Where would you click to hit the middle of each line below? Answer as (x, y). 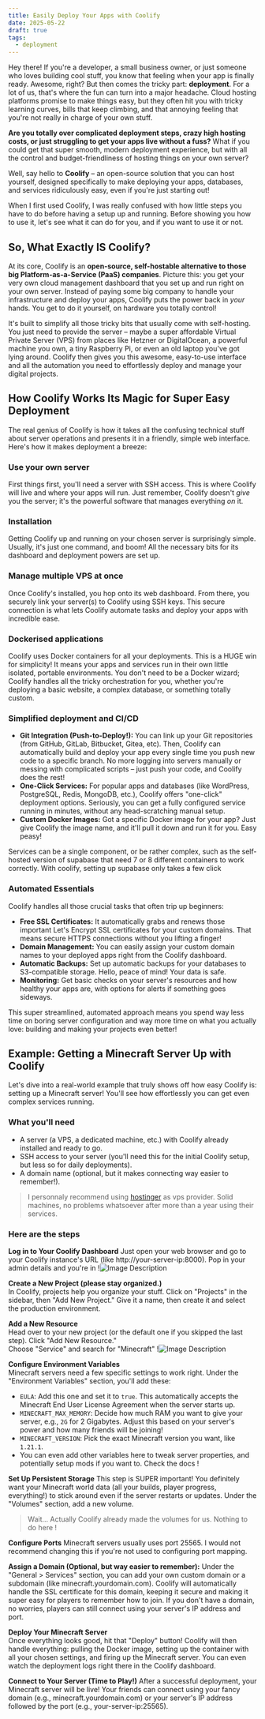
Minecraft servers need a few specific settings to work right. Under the (123, 1372)
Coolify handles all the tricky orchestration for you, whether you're (116, 681)
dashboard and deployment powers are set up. (84, 555)
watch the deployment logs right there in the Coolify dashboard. (112, 1665)
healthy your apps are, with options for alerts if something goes (123, 989)
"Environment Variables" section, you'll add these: (90, 1381)
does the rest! (42, 778)
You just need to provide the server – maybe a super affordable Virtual (122, 332)
